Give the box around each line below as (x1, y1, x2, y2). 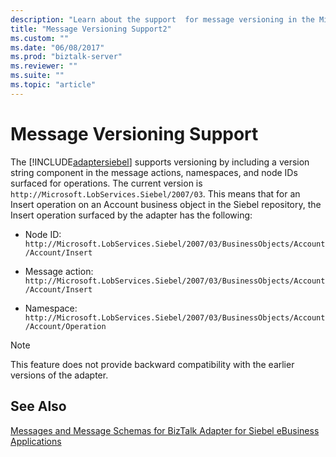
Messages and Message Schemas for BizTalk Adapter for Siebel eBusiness (10, 424, 320, 436)
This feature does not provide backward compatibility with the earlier (10, 358, 295, 370)
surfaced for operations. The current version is (10, 177, 203, 189)
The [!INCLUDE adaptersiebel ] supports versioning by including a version (10, 156, 310, 168)
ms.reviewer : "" (10, 61, 78, 71)
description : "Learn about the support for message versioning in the (10, 14, 315, 25)
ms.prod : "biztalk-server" (10, 52, 123, 62)
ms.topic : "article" (10, 80, 97, 90)
